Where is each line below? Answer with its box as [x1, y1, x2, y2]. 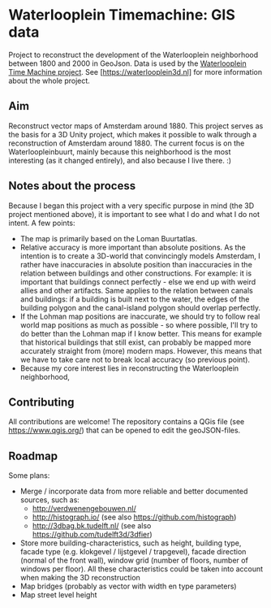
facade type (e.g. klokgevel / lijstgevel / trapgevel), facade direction [19, 547, 247, 557]
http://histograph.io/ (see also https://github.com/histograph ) [32, 512, 237, 522]
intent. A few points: [8, 218, 75, 228]
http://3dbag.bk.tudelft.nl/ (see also [32, 521, 152, 531]
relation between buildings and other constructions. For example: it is [19, 268, 252, 278]
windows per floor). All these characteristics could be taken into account [19, 564, 264, 574]
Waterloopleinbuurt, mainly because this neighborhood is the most [8, 146, 231, 156]
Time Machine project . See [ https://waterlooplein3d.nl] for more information [8, 67, 262, 76]
